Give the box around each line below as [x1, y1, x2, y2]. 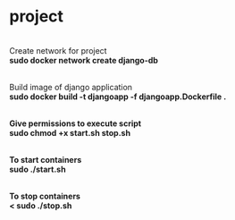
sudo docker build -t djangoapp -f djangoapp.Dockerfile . [9, 91, 227, 102]
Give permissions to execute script [9, 118, 141, 129]
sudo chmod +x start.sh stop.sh [9, 127, 131, 138]
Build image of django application [9, 81, 132, 92]
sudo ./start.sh [9, 164, 66, 174]
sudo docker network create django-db [9, 55, 159, 65]
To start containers [9, 154, 82, 165]
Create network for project [9, 45, 107, 55]
